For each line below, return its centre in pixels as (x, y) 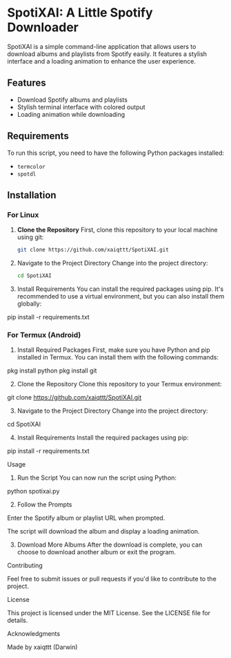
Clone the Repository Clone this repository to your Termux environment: (119, 384)
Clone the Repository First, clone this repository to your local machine (117, 230)
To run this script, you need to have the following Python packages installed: (116, 153)
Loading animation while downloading (71, 114)
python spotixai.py (33, 491)
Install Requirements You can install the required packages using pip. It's (120, 289)
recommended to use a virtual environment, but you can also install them (121, 296)
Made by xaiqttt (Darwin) (42, 647)
